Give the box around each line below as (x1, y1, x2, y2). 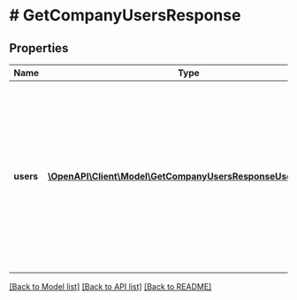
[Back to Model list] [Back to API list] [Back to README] (9, 281, 212, 292)
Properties (9, 41, 69, 56)
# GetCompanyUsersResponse (9, 5, 241, 26)
